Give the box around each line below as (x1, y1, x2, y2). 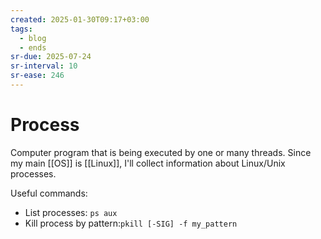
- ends (19, 42, 47, 53)
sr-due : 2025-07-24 (10, 52, 92, 62)
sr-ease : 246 (10, 71, 65, 81)
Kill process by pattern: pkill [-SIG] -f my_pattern (24, 217, 238, 229)
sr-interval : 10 (10, 61, 78, 71)
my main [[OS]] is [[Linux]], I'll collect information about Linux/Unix (10, 157, 286, 169)
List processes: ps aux (24, 206, 118, 218)
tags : (10, 24, 33, 34)
